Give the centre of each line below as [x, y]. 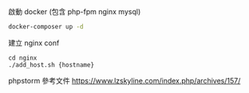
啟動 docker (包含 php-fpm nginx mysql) [75, 12]
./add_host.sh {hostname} [51, 65]
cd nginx [23, 58]
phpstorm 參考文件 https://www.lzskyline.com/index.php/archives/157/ [125, 80]
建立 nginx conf [34, 43]
